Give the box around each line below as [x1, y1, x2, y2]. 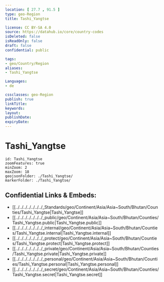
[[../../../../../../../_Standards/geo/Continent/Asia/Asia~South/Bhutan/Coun [12, 204, 158, 210]
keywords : [5, 106, 25, 111]
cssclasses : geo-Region [5, 92, 54, 97]
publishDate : [5, 115, 32, 120]
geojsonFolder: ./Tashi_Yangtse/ [5, 174, 73, 179]
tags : [5, 57, 16, 61]
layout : [5, 110, 21, 115]
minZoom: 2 [5, 165, 27, 170]
